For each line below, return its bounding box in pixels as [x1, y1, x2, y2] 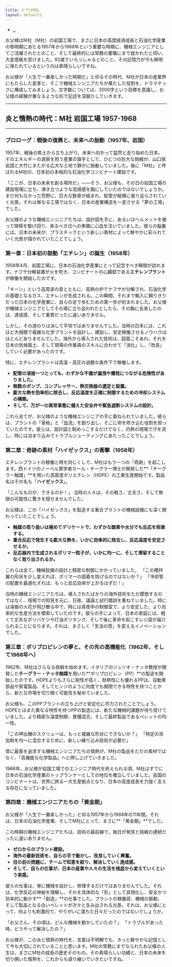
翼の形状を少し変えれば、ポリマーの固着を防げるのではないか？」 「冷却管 [5, 573, 164, 580]
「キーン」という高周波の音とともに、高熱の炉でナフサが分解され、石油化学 [5, 286, 167, 292]
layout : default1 [5, 12, 42, 17]
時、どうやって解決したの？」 [5, 925, 68, 932]
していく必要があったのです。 [5, 348, 68, 355]
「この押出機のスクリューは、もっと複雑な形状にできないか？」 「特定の [5, 731, 159, 737]
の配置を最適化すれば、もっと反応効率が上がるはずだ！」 [5, 580, 126, 586]
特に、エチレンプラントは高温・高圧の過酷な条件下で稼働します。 [5, 359, 144, 365]
